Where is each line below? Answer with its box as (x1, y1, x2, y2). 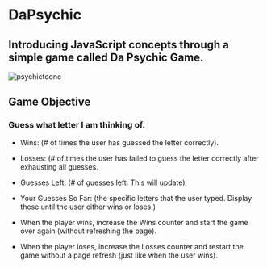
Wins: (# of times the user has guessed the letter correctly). (19, 137, 219, 147)
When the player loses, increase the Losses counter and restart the (19, 241, 244, 251)
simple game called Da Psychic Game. (8, 50, 204, 64)
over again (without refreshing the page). (19, 226, 157, 236)
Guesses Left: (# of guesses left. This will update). (19, 178, 188, 187)
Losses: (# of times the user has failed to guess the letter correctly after (19, 153, 260, 163)
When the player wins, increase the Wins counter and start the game (19, 217, 248, 227)
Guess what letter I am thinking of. (8, 119, 145, 131)
